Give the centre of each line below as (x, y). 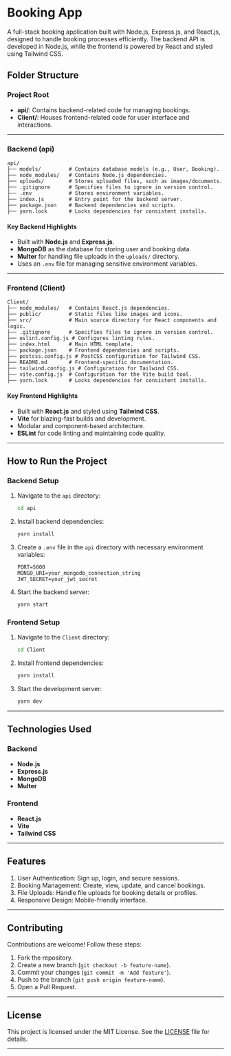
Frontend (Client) (36, 288)
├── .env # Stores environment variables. (86, 193)
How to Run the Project (57, 462)
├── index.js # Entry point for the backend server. (95, 199)
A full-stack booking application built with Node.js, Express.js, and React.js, (114, 32)
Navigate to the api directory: (59, 496)
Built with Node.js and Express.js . (66, 242)
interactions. (35, 125)
